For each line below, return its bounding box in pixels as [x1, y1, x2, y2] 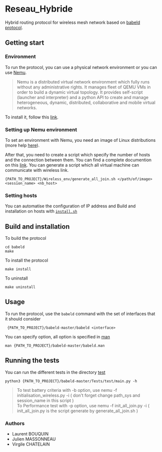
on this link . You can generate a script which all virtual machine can [5, 162, 139, 168]
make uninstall [5, 285, 36, 290]
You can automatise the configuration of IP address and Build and [5, 203, 136, 209]
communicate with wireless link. [5, 167, 69, 173]
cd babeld [5, 245, 25, 250]
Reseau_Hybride [5, 3, 73, 15]
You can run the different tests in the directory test [5, 369, 105, 375]
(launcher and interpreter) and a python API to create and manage [16, 94, 149, 100]
